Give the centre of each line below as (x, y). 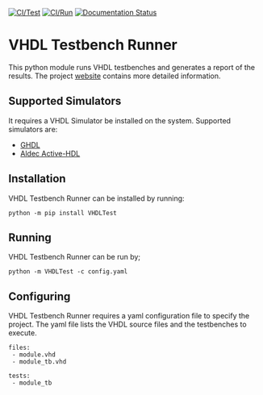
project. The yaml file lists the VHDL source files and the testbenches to (128, 324)
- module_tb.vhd (39, 362)
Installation (37, 179)
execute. (23, 333)
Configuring (40, 296)
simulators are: (33, 129)
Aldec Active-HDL (50, 153)
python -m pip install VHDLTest (63, 213)
